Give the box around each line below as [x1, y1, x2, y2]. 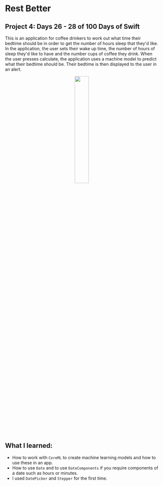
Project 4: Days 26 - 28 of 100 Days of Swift [5, 22, 140, 31]
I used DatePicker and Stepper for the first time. [12, 475, 108, 481]
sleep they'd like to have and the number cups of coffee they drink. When [5, 51, 152, 57]
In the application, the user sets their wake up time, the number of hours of [5, 46, 155, 51]
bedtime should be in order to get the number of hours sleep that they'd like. [5, 40, 158, 46]
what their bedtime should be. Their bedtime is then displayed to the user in [5, 61, 157, 67]
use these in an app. [12, 460, 53, 466]
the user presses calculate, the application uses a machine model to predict [5, 56, 157, 61]
